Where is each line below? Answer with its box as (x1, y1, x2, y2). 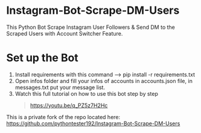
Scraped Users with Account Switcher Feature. (6, 29, 123, 37)
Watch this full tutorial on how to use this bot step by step (14, 90, 159, 97)
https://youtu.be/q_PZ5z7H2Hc (30, 102, 108, 109)
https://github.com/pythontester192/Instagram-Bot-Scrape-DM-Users (6, 120, 180, 127)
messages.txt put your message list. (14, 84, 106, 91)
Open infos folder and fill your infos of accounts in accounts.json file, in (14, 77, 193, 84)
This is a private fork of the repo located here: (6, 113, 121, 120)
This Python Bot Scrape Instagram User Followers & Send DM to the (6, 23, 175, 31)
